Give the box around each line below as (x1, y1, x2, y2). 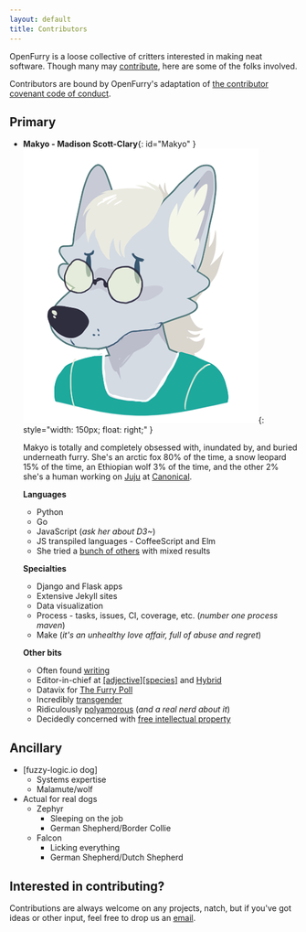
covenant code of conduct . (9, 88, 111, 99)
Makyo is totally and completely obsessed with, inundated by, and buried (22, 442, 298, 453)
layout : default (9, 15, 71, 24)
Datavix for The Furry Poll (36, 684, 133, 695)
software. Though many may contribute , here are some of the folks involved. (9, 60, 298, 71)
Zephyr (36, 803, 64, 814)
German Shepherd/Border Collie (49, 823, 172, 834)
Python (36, 507, 64, 518)
